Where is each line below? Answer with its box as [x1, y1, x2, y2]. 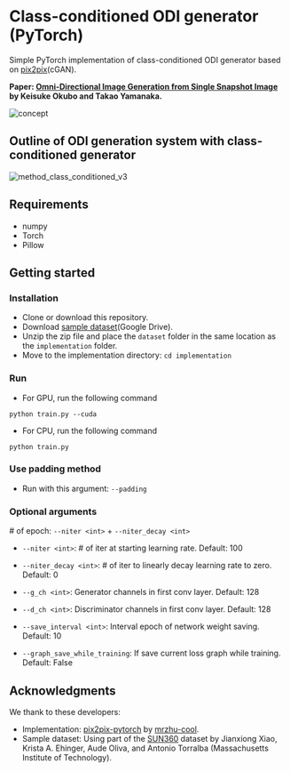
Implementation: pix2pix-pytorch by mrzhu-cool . [21, 723, 200, 735]
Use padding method [9, 462, 102, 475]
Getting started [9, 265, 96, 280]
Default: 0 [21, 569, 59, 580]
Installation [9, 292, 59, 304]
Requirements [9, 197, 89, 213]
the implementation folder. [21, 341, 118, 351]
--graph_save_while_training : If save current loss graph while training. [21, 647, 281, 659]
